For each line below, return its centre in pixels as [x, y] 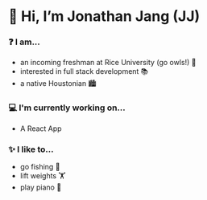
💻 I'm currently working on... [67, 108]
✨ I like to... [31, 149]
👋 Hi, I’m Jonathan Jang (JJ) [104, 16]
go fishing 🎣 [40, 167]
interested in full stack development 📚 [84, 71]
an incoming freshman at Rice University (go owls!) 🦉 [108, 63]
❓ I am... [24, 42]
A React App [41, 129]
